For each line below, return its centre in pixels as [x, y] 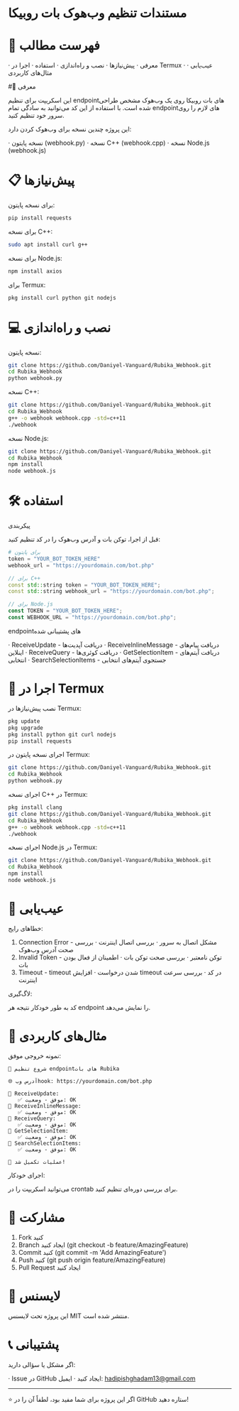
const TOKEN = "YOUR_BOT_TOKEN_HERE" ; [65, 611]
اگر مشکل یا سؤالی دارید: [42, 1364]
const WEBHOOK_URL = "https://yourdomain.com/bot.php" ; [92, 618]
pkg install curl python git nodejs [62, 298]
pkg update [24, 721]
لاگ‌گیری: [20, 993]
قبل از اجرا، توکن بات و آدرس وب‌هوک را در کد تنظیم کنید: [84, 539]
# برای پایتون [24, 552]
